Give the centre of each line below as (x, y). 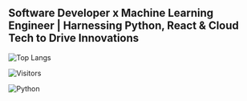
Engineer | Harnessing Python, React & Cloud (123, 26)
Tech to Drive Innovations (74, 38)
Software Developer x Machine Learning (111, 13)
